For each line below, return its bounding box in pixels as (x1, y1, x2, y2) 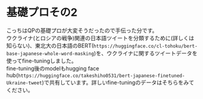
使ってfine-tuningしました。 (6, 57, 78, 64)
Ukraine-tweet (6, 80, 43, 86)
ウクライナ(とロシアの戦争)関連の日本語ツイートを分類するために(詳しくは (6, 34, 194, 41)
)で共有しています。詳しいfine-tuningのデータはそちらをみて (42, 78, 194, 86)
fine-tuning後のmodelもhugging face (6, 64, 100, 72)
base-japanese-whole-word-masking (6, 50, 95, 56)
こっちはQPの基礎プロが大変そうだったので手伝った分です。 (6, 27, 158, 34)
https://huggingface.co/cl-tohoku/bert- (93, 43, 197, 49)
